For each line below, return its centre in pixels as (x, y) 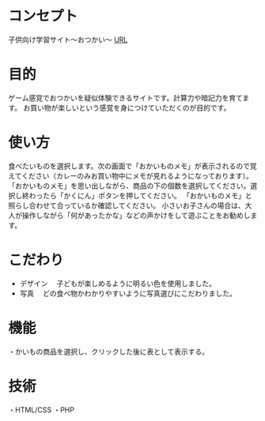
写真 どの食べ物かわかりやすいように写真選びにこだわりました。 (128, 293)
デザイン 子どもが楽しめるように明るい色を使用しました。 (117, 283)
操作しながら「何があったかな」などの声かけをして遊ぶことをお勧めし (136, 215)
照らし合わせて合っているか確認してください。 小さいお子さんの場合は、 (127, 205)
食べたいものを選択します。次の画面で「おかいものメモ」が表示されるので (129, 166)
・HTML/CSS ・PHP (42, 410)
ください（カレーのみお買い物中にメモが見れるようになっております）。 (137, 175)
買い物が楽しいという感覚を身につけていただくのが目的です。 (131, 107)
